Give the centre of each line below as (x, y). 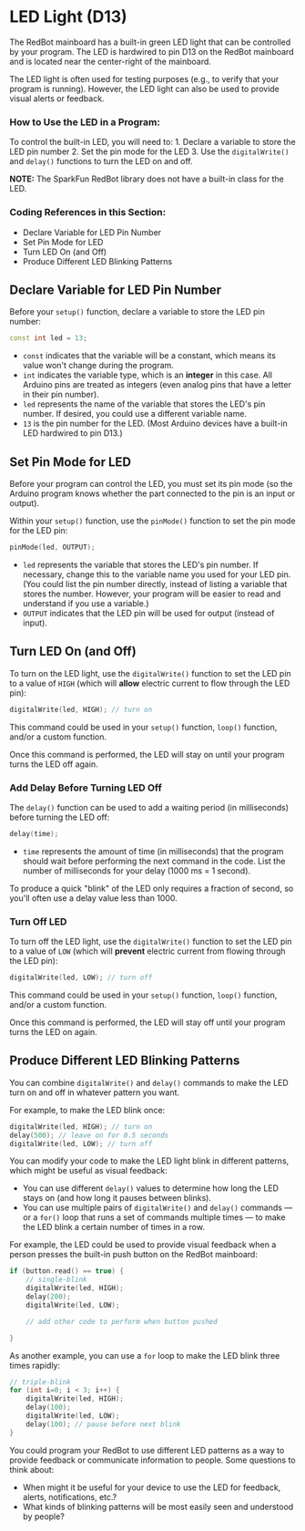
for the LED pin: (39, 531)
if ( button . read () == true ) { (67, 1271)
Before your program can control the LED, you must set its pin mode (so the (151, 484)
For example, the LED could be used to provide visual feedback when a (143, 1245)
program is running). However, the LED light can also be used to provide (145, 88)
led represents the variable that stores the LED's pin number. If (141, 564)
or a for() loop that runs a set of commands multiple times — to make (154, 1217)
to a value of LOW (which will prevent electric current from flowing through (147, 951)
